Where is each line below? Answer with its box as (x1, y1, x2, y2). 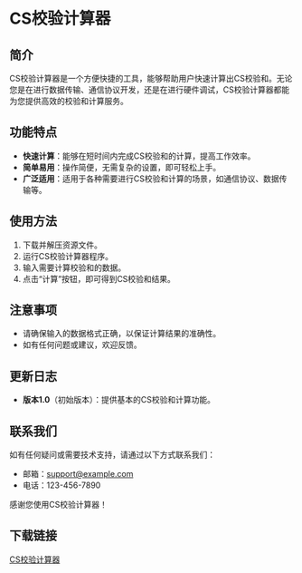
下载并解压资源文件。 (22, 239, 102, 250)
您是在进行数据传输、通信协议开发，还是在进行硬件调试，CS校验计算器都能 (9, 84, 290, 95)
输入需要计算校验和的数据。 (22, 262, 127, 273)
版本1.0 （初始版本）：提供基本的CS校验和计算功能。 (22, 394, 215, 405)
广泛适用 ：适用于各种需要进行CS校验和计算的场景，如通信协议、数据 (22, 173, 280, 184)
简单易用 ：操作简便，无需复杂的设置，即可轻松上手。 (22, 161, 222, 172)
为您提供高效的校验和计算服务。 (9, 96, 128, 106)
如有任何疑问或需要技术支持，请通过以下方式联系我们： (9, 450, 215, 461)
